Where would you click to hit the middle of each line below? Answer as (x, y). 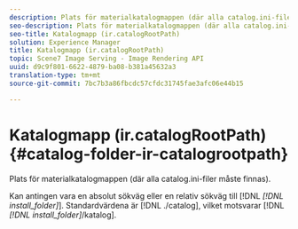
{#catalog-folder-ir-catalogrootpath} (149, 154)
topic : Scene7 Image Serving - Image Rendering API (106, 59)
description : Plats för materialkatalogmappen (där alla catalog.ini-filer (152, 17)
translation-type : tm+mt (55, 75)
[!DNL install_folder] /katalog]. (63, 215)
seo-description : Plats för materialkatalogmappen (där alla (125, 26)
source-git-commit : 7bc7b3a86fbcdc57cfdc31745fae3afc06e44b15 (126, 83)
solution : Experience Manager (65, 42)
